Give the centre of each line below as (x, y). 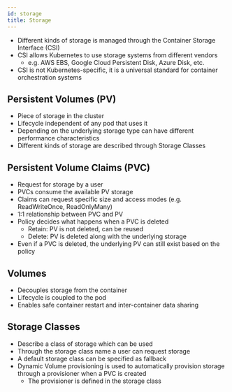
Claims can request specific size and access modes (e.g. (99, 199)
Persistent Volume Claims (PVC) (79, 167)
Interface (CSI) (39, 48)
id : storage (24, 14)
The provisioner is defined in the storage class (95, 381)
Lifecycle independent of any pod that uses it (82, 124)
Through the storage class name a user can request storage (104, 351)
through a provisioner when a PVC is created (82, 373)
